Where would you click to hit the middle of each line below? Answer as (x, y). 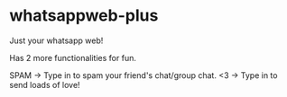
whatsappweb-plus (84, 16)
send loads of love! (45, 84)
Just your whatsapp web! (56, 40)
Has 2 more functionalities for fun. (73, 57)
